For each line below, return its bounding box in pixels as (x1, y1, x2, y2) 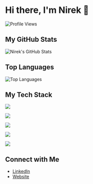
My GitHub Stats (5, 35, 57, 44)
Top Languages (5, 63, 54, 72)
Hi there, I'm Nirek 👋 (5, 4, 90, 16)
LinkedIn (12, 169, 30, 175)
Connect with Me (5, 155, 60, 164)
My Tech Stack (5, 91, 52, 99)
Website (12, 174, 30, 180)
